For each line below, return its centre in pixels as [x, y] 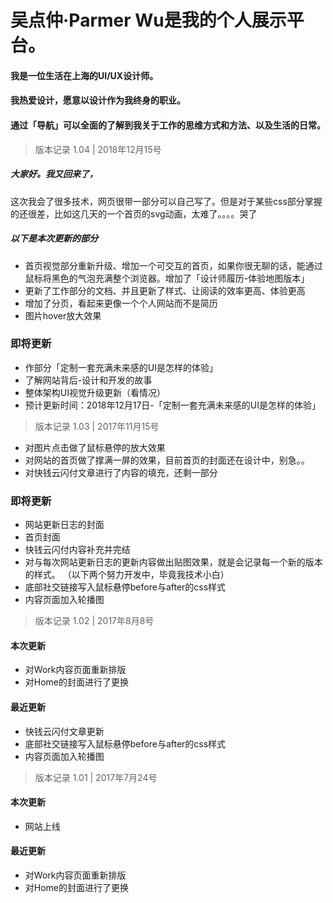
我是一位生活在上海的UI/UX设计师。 [84, 75]
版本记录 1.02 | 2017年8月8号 [94, 621]
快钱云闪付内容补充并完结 [77, 550]
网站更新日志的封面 [64, 525]
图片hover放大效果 [63, 315]
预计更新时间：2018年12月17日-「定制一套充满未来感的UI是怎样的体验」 [172, 405]
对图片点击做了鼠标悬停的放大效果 [95, 447]
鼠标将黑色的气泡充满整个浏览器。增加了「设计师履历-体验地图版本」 [167, 278]
